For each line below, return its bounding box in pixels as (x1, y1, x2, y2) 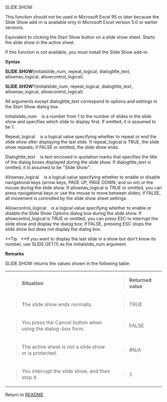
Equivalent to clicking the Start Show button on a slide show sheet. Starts (5, 34, 155, 40)
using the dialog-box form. (21, 325, 84, 332)
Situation (21, 280, 44, 286)
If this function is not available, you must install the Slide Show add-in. (5, 49, 149, 55)
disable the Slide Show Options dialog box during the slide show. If (5, 210, 142, 216)
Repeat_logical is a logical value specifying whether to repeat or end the (5, 134, 157, 139)
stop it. (21, 374, 38, 381)
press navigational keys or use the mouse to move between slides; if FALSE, (5, 190, 161, 196)
